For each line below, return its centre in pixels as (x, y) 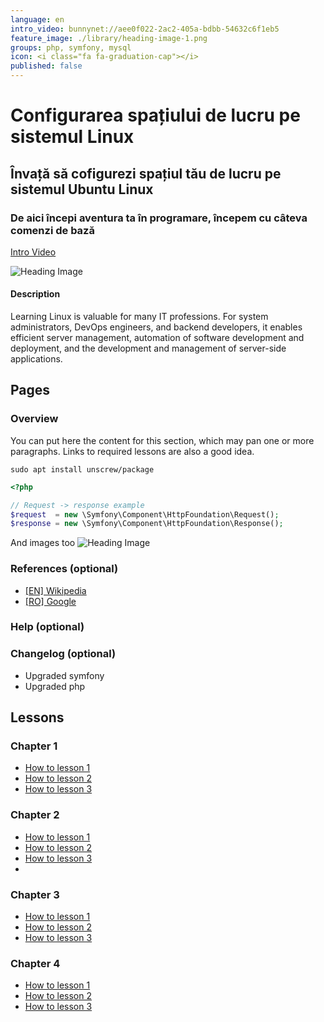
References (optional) (64, 569)
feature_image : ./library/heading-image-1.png (109, 38)
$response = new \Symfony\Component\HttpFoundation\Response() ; (147, 524)
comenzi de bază (52, 230)
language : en (37, 19)
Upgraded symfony (64, 675)
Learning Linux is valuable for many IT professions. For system (139, 317)
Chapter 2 (35, 815)
